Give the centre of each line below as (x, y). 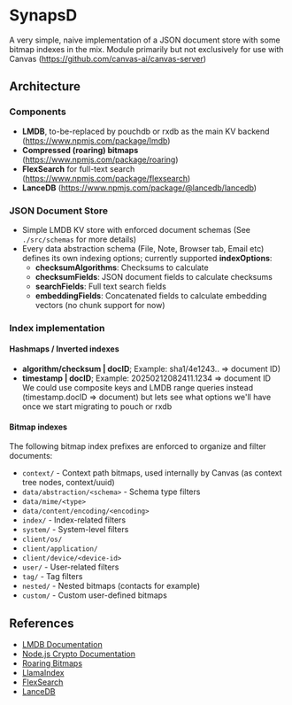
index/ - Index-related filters (74, 520)
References (42, 623)
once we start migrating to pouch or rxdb (97, 407)
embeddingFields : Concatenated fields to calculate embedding (151, 295)
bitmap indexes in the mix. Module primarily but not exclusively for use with (146, 49)
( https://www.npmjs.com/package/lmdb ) (96, 140)
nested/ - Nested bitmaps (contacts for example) (111, 586)
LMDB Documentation (62, 645)
